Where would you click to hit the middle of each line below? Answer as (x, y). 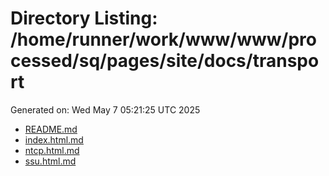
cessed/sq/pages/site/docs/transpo (165, 61)
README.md (51, 129)
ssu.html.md (50, 161)
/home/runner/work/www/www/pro (163, 39)
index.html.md (54, 139)
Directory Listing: (84, 18)
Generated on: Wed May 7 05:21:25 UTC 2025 (105, 109)
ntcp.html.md (52, 150)
